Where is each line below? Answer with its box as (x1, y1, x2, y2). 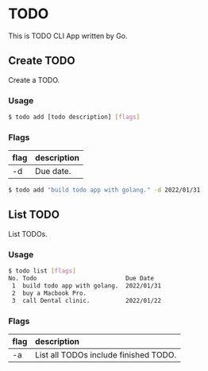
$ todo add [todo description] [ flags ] (8, 113, 141, 122)
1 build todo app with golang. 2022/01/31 (11, 281, 161, 290)
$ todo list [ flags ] (8, 267, 77, 275)
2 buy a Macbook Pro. (11, 289, 87, 297)
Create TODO (8, 54, 75, 68)
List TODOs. (8, 229, 48, 238)
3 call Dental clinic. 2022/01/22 (11, 296, 161, 304)
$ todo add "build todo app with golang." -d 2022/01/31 (8, 186, 201, 195)
